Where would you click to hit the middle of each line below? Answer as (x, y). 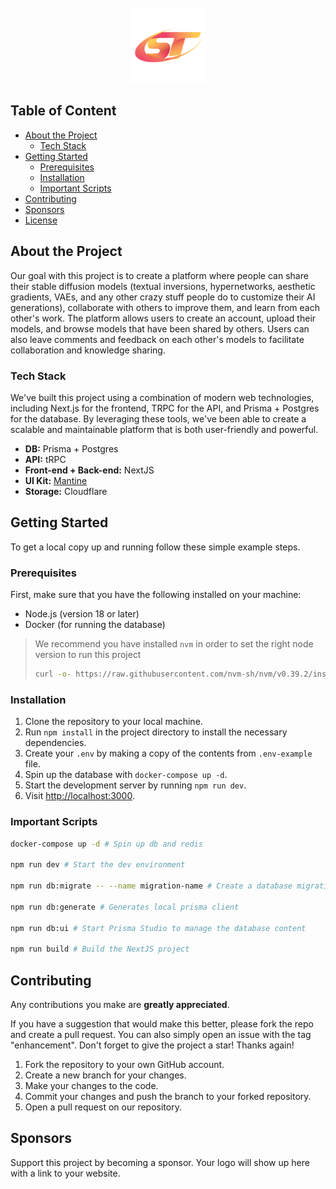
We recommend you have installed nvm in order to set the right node (174, 644)
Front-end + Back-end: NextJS (89, 470)
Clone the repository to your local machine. (113, 722)
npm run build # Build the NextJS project (100, 949)
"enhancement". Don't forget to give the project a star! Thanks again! (152, 1045)
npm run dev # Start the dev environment (98, 865)
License (41, 220)
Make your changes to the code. (91, 1085)
